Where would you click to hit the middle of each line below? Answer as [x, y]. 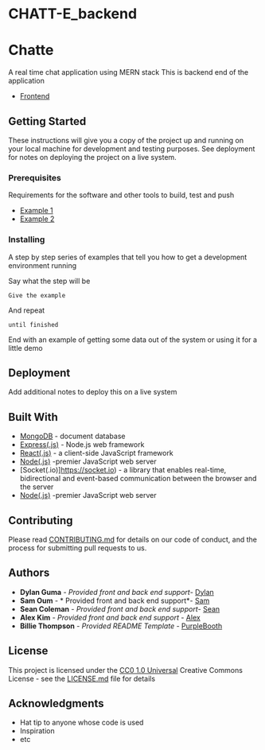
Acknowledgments [57, 703]
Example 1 [36, 211]
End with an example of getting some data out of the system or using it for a [132, 340]
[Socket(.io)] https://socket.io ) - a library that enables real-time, [123, 470]
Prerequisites [35, 177]
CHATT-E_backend [73, 14]
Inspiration [37, 731]
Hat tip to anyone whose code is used [82, 723]
